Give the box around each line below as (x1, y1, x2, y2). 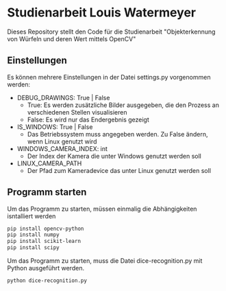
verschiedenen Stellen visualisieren (27, 108, 127, 116)
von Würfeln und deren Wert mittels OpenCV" (7, 34, 136, 43)
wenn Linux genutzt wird (27, 137, 97, 145)
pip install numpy (7, 231, 60, 238)
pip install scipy (7, 244, 60, 251)
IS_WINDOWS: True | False (16, 122, 93, 131)
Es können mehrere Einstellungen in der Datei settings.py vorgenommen (7, 73, 211, 81)
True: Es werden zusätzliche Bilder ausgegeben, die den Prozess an (27, 101, 219, 109)
